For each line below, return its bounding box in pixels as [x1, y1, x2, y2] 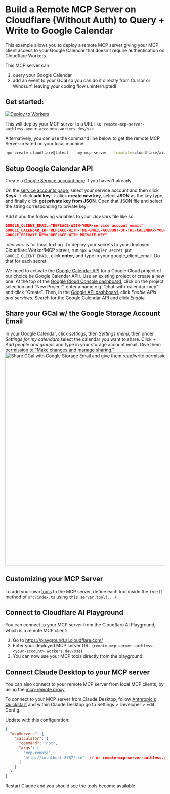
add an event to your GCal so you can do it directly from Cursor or [12, 77, 151, 83]
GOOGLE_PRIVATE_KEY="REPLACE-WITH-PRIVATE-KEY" [5, 233, 108, 238]
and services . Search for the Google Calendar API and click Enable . [5, 295, 146, 301]
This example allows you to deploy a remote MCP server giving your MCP [5, 41, 159, 48]
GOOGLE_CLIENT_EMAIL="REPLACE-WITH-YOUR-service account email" [5, 223, 144, 228]
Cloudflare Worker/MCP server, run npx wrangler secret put [5, 247, 133, 254]
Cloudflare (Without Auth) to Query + [5, 14, 165, 26]
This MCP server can [5, 62, 50, 68]
